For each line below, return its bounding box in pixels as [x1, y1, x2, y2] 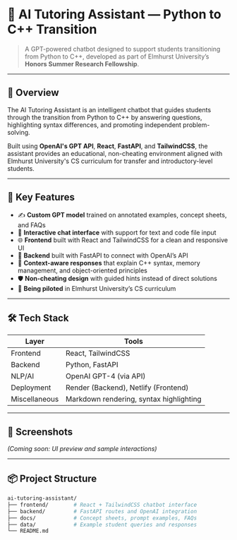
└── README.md [7, 527, 49, 535]
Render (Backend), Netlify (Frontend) [66, 383, 189, 392]
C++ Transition [7, 21, 97, 37]
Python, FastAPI [66, 360, 119, 370]
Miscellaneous [11, 395, 59, 404]
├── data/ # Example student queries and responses [7, 521, 197, 528]
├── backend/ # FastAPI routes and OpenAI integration [7, 508, 197, 515]
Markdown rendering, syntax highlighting [66, 395, 202, 404]
